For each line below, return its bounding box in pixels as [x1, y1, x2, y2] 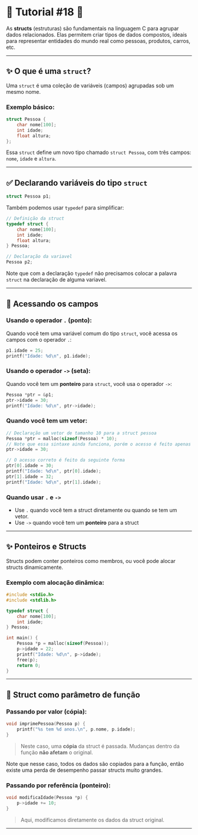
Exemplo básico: [6, 103, 55, 111]
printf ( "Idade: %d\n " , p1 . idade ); [6, 353, 91, 359]
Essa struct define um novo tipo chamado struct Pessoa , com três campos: [6, 149, 192, 156]
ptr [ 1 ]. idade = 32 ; [6, 473, 54, 480]
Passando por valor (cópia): [6, 708, 87, 716]
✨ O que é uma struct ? [6, 66, 91, 76]
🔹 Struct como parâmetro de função [6, 690, 140, 700]
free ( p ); [16, 657, 38, 663]
